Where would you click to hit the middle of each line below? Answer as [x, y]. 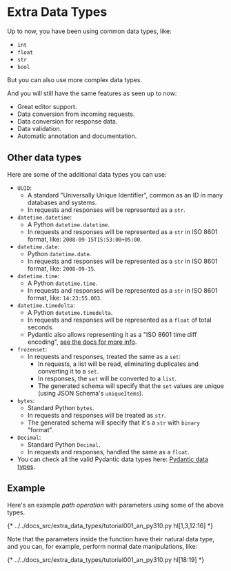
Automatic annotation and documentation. [77, 136]
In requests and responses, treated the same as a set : [104, 356]
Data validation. [39, 128]
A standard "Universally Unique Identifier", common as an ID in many [125, 195]
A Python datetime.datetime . [69, 224]
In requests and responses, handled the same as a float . [108, 452]
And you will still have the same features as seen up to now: [92, 93]
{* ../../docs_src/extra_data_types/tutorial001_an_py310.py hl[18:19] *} [106, 559]
